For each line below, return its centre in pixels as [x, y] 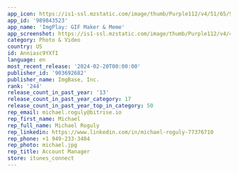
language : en [27, 60]
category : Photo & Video [44, 40]
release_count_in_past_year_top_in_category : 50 [80, 106]
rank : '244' [25, 86]
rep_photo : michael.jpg [42, 145]
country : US [25, 47]
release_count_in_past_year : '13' [58, 93]
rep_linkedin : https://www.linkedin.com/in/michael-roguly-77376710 [110, 132]
